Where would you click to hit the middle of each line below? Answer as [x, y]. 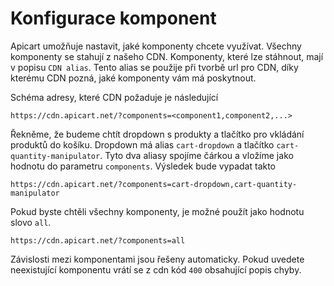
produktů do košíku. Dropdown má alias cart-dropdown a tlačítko [142, 144]
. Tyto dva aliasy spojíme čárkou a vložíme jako [196, 155]
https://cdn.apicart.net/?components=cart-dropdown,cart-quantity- [154, 184]
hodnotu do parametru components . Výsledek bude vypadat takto [143, 166]
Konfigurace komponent [113, 18]
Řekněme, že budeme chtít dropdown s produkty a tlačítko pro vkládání [157, 134]
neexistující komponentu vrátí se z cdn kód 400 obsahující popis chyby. [156, 269]
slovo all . [31, 222]
